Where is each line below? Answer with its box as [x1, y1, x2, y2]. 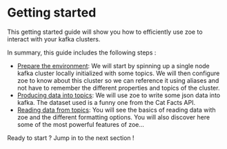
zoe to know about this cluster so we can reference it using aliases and [17, 76, 219, 84]
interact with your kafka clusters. [7, 34, 101, 43]
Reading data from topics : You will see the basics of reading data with [17, 106, 216, 114]
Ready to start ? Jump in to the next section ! [7, 133, 135, 142]
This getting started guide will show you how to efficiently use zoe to [7, 28, 203, 36]
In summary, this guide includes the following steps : [7, 48, 157, 57]
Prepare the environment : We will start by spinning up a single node [17, 61, 210, 70]
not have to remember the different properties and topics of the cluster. [17, 83, 220, 92]
